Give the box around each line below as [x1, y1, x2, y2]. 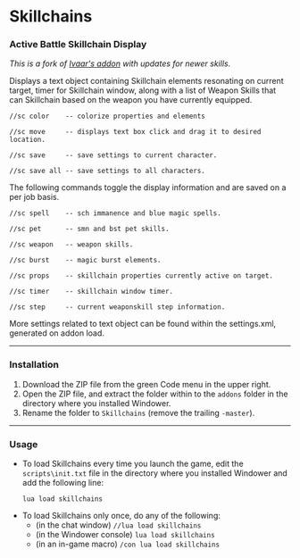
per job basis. [9, 192, 60, 203]
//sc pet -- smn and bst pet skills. [9, 225, 170, 234]
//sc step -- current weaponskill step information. [9, 303, 226, 312]
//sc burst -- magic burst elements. [9, 256, 162, 265]
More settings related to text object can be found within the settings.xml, [9, 319, 277, 329]
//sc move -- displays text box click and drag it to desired [9, 128, 262, 137]
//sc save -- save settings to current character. [9, 151, 218, 160]
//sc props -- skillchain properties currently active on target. [9, 271, 274, 280]
